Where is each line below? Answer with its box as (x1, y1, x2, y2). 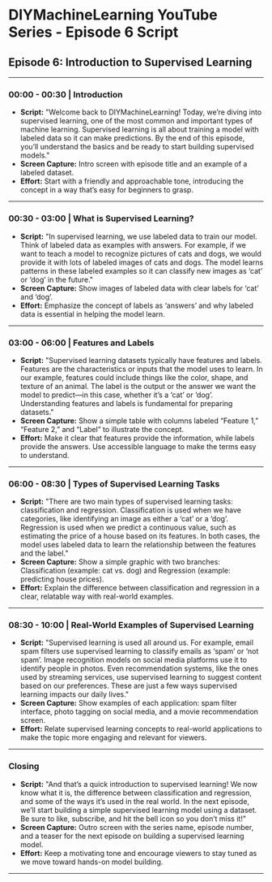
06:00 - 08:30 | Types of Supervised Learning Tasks (8, 478, 220, 489)
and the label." (19, 548, 69, 558)
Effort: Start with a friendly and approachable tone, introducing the (19, 176, 244, 186)
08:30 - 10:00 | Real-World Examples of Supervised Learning (8, 620, 254, 631)
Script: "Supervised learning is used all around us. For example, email (19, 638, 253, 647)
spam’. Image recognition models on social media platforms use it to (19, 655, 248, 665)
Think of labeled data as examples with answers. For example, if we (19, 240, 247, 249)
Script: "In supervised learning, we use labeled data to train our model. (19, 231, 257, 241)
